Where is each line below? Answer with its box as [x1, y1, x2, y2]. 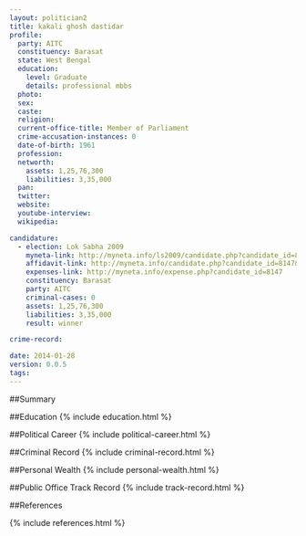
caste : [17, 107, 43, 116]
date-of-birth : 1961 [17, 141, 96, 150]
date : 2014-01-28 [9, 352, 76, 361]
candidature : [9, 234, 59, 243]
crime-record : [9, 335, 64, 344]
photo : [17, 89, 43, 99]
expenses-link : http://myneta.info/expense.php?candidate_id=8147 [25, 268, 283, 277]
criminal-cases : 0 [25, 293, 96, 302]
